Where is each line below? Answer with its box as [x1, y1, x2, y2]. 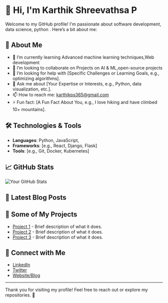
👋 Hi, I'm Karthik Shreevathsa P [5, 4, 137, 16]
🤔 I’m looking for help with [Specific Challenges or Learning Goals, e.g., [12, 70, 160, 76]
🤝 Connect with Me [5, 248, 66, 257]
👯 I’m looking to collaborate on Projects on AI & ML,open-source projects [12, 64, 162, 70]
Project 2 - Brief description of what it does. [12, 228, 103, 234]
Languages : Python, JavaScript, [12, 137, 79, 143]
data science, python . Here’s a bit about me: [5, 26, 97, 32]
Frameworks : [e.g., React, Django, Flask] [12, 142, 97, 148]
